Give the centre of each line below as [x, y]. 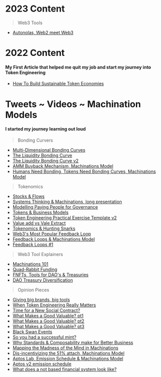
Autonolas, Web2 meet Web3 [43, 32]
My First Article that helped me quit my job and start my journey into [78, 67]
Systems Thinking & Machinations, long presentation [67, 202]
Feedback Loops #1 [33, 244]
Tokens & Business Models [41, 212]
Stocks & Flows [29, 196]
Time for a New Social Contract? [46, 310]
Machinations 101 [31, 264]
